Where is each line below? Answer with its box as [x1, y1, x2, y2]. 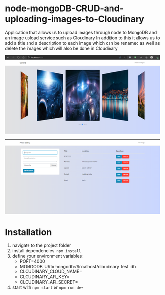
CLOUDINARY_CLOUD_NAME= [19, 268, 82, 275]
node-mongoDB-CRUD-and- [5, 3, 124, 14]
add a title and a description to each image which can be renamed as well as [5, 40, 160, 46]
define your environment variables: [12, 253, 83, 259]
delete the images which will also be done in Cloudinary [5, 45, 118, 51]
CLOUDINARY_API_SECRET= [19, 279, 78, 285]
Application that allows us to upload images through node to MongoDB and [5, 29, 157, 35]
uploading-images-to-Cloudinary [5, 13, 145, 25]
